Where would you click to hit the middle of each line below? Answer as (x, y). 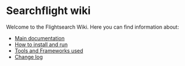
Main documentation (39, 38)
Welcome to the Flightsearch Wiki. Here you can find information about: (92, 27)
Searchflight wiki (48, 11)
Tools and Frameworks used (49, 50)
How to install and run (41, 44)
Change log (28, 57)
